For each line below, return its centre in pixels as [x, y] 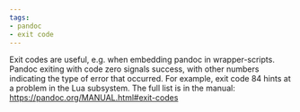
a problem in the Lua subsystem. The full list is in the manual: [122, 88]
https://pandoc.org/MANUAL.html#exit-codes [94, 98]
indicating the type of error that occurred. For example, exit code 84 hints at [150, 79]
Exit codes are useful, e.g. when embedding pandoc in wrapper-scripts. [142, 60]
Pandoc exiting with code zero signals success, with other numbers [134, 69]
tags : [19, 17]
